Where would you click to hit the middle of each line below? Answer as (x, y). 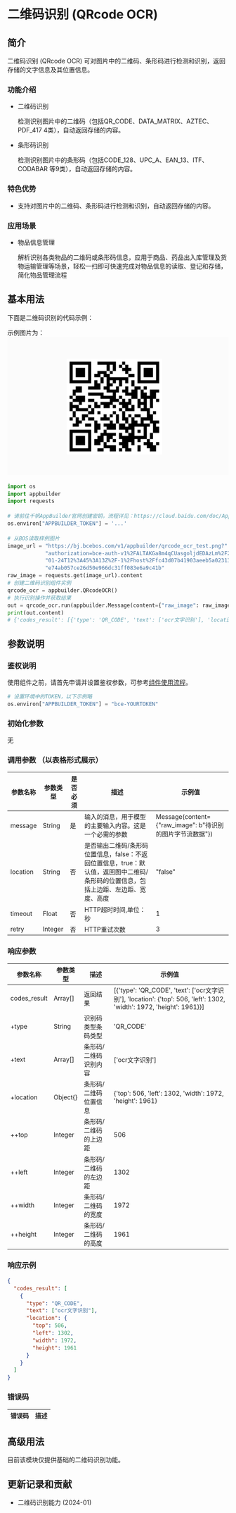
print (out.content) (36, 613)
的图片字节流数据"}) (184, 834)
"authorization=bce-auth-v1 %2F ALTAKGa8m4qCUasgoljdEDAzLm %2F (136, 553)
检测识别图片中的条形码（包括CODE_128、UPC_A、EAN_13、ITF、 (113, 160)
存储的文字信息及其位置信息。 (50, 70)
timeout (21, 914)
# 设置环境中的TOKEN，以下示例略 (50, 697)
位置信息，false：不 (113, 854)
